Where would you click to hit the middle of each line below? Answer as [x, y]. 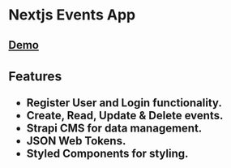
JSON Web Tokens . [76, 141]
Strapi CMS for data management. [114, 128]
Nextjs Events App [72, 15]
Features [35, 76]
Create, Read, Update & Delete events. [125, 115]
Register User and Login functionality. [124, 103]
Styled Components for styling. [107, 153]
